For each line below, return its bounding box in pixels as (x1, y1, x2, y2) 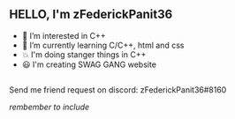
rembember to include (9, 101, 90, 113)
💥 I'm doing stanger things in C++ (21, 48, 147, 60)
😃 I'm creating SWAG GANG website (21, 59, 157, 70)
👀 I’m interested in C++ (21, 30, 106, 41)
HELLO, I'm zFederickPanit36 (9, 7, 173, 22)
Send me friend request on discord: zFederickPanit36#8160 (9, 85, 227, 95)
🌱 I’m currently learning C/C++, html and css (21, 40, 185, 50)
